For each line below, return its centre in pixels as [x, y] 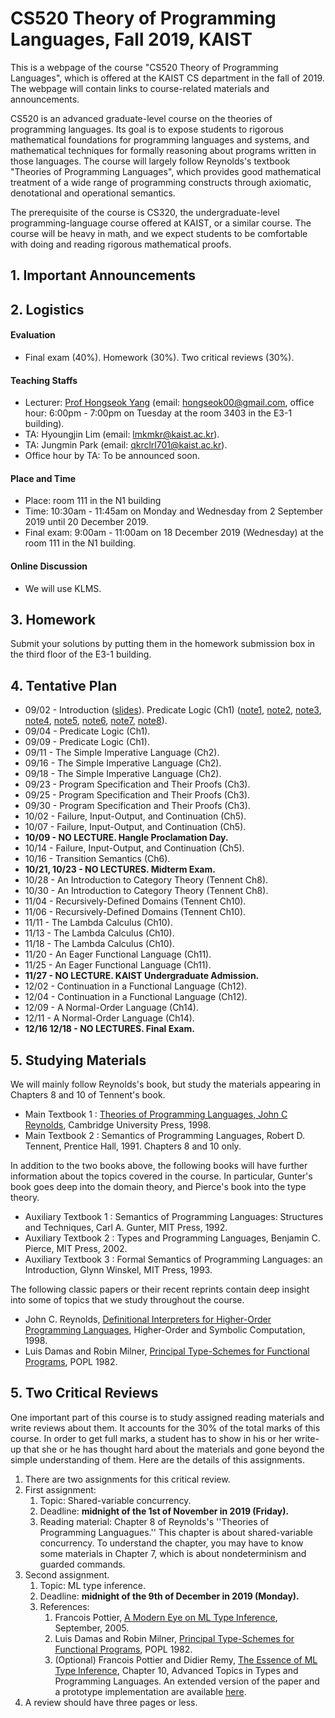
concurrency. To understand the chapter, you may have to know [171, 1543]
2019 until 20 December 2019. [86, 522]
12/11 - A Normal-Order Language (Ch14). [109, 1018]
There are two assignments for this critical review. [127, 1479]
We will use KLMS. [63, 588]
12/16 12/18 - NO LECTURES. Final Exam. [109, 1029]
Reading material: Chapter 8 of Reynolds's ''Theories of [154, 1521]
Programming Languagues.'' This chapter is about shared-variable [176, 1532]
